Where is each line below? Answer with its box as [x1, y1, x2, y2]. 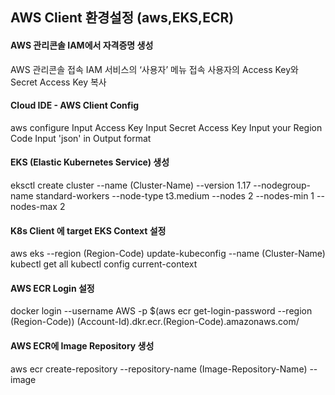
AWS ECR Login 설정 [10, 282, 95, 294]
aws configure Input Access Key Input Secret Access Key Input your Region [10, 121, 323, 133]
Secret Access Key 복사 [10, 76, 107, 88]
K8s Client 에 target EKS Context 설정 [10, 224, 167, 237]
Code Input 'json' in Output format [10, 132, 152, 144]
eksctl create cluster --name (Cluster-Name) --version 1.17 [10, 179, 252, 191]
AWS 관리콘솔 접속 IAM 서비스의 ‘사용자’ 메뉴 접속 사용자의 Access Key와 [10, 63, 299, 75]
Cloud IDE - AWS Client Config [10, 99, 140, 112]
